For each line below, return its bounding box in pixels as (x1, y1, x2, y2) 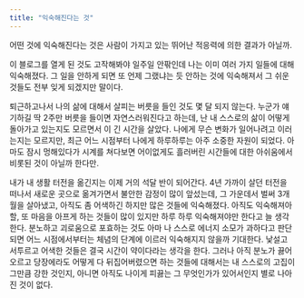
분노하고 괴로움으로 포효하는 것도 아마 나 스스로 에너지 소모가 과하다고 (28, 222, 276, 233)
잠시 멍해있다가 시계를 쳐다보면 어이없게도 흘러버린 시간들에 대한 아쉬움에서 (25, 146, 293, 157)
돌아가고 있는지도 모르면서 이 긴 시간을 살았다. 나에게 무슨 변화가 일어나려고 (9, 124, 276, 134)
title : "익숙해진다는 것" (9, 13, 94, 23)
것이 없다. (18, 279, 54, 290)
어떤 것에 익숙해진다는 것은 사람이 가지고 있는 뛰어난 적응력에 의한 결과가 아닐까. (9, 39, 293, 50)
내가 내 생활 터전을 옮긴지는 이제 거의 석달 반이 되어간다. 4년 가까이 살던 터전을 (9, 176, 288, 187)
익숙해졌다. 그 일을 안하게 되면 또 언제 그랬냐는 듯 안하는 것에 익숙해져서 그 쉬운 (9, 70, 290, 81)
